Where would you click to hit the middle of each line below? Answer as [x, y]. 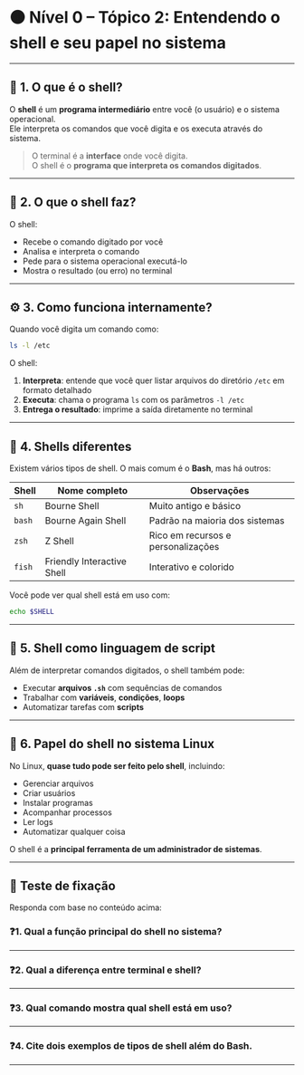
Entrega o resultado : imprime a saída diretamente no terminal [138, 409]
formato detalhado [57, 390]
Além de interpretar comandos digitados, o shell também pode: [127, 670]
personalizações [184, 547]
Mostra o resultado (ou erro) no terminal [97, 270]
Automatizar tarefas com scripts [83, 706]
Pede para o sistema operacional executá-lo [105, 261]
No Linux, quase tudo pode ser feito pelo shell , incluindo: [117, 765]
